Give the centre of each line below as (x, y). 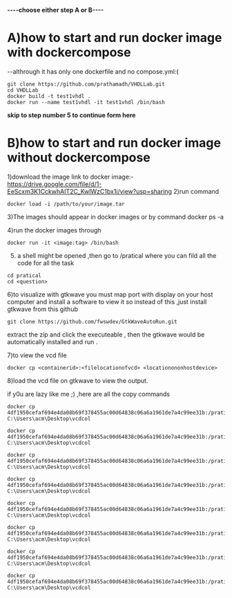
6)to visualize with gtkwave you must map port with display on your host (110, 294)
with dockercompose (69, 53)
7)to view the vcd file (37, 355)
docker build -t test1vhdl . (49, 96)
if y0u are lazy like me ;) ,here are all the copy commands (89, 394)
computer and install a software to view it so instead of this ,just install (107, 301)
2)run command (196, 191)
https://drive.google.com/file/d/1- (55, 184)
